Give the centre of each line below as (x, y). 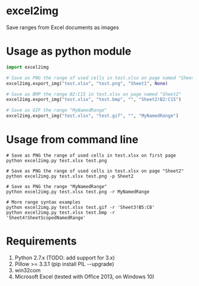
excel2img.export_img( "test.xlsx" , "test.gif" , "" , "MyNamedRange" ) (92, 116)
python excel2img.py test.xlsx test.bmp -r (61, 212)
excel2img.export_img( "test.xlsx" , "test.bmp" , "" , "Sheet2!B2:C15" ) (94, 100)
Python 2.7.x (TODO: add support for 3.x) (65, 258)
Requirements (41, 241)
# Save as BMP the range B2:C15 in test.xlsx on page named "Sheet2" (94, 94)
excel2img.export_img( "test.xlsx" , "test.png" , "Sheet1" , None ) (87, 83)
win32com (28, 270)
